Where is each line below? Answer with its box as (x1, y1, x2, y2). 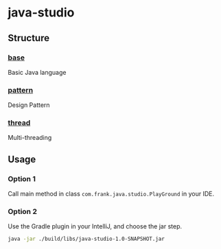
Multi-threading (8, 134, 52, 142)
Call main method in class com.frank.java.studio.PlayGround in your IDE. (8, 190, 215, 198)
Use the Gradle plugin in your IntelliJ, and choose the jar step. (8, 222, 183, 230)
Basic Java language (8, 68, 67, 76)
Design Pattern (8, 101, 50, 109)
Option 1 (8, 174, 36, 183)
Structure (8, 32, 50, 44)
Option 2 (8, 207, 37, 217)
